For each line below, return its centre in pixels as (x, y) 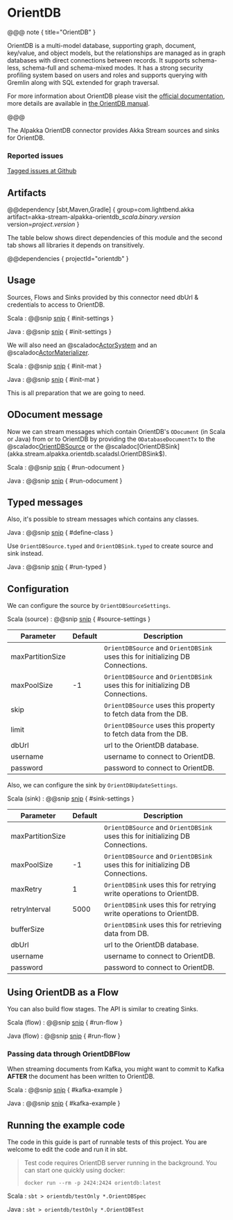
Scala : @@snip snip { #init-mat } (54, 366)
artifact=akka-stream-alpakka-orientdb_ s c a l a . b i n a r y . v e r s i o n (94, 217)
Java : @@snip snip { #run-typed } (57, 567)
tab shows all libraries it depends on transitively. (76, 246)
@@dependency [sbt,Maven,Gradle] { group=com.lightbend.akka (101, 209)
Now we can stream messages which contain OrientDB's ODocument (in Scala (116, 431)
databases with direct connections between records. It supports (99, 60)
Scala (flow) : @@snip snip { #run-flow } (65, 1022)
